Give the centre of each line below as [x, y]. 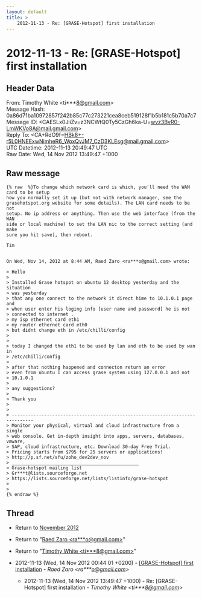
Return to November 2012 [47, 528]
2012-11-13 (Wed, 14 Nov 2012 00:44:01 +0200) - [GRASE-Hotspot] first [104, 563]
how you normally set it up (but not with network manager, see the [94, 198]
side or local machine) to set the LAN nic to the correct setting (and [99, 225]
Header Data [30, 88]
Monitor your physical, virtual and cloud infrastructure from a [96, 426]
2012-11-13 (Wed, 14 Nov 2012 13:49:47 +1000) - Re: [89, 581]
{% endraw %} [23, 495]
